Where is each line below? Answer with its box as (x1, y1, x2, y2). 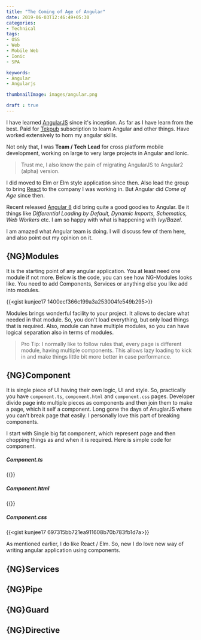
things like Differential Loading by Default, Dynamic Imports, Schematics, (6, 210, 187, 217)
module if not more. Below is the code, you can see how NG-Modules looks (6, 274, 193, 281)
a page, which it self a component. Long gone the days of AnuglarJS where (6, 405, 192, 412)
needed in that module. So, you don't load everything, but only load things (6, 316, 189, 323)
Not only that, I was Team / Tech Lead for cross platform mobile (6, 143, 164, 150)
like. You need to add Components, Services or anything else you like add (6, 280, 188, 287)
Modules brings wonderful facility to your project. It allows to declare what (6, 310, 190, 317)
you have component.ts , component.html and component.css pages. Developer (6, 393, 195, 400)
